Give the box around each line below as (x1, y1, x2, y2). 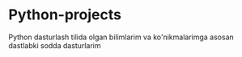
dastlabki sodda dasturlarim (8, 40, 101, 50)
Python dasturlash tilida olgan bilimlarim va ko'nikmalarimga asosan (8, 32, 235, 42)
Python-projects (8, 6, 121, 24)
